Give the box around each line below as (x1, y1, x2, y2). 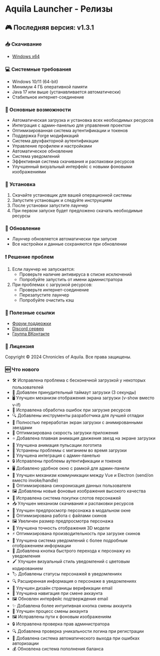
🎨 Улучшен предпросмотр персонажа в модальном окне (12, 507, 131, 513)
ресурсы (12, 213, 31, 219)
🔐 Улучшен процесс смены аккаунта (12, 608, 88, 614)
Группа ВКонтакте (12, 331, 50, 336)
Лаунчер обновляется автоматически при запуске (12, 236, 117, 242)
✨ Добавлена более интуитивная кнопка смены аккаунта (12, 603, 132, 609)
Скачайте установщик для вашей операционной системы (12, 192, 132, 198)
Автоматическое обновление (12, 148, 73, 154)
